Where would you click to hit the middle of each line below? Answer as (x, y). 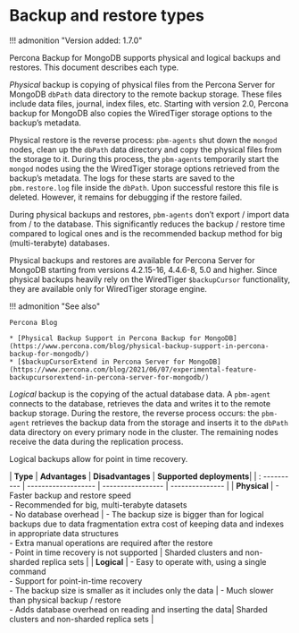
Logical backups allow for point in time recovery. (99, 458)
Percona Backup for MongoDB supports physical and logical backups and (145, 57)
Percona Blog (33, 322)
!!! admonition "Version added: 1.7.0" (76, 40)
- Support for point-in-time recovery (76, 581)
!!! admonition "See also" (55, 306)
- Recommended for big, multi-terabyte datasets (98, 505)
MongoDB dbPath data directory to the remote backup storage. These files (146, 94)
